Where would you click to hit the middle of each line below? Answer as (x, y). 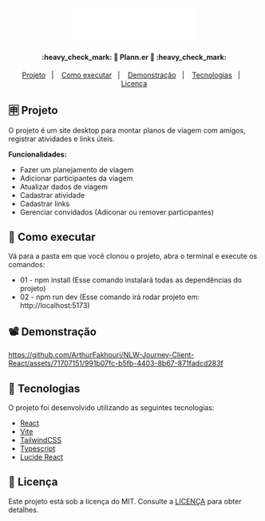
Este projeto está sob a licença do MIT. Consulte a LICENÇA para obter (125, 501)
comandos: (27, 265)
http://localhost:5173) (55, 306)
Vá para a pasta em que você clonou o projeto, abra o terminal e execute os (133, 256)
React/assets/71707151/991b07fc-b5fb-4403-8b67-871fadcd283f (116, 363)
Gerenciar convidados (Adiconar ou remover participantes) (117, 212)
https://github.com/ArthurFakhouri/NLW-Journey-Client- (101, 355)
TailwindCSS (41, 440)
